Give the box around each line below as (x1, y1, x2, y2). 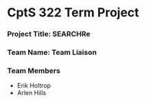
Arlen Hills (16, 89, 47, 97)
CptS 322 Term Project (7, 5, 139, 21)
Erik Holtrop (16, 81, 51, 90)
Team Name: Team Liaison (7, 48, 97, 58)
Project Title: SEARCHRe (7, 29, 90, 39)
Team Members (7, 66, 60, 75)
